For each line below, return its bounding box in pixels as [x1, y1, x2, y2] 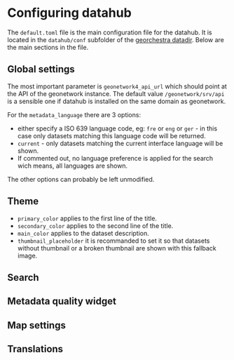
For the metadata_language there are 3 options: [7, 110, 142, 119]
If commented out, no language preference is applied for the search [17, 154, 214, 162]
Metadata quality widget [7, 295, 117, 307]
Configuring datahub [7, 5, 132, 21]
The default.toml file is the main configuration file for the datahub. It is [7, 28, 212, 36]
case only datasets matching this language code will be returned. [17, 131, 206, 140]
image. [17, 251, 38, 260]
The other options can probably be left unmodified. [7, 175, 155, 183]
